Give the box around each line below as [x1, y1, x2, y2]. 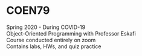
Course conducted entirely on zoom [6, 36, 96, 43]
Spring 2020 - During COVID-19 [6, 23, 86, 31]
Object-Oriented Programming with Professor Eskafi [6, 30, 136, 37]
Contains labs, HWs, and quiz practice [6, 43, 102, 50]
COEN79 [6, 4, 50, 17]
